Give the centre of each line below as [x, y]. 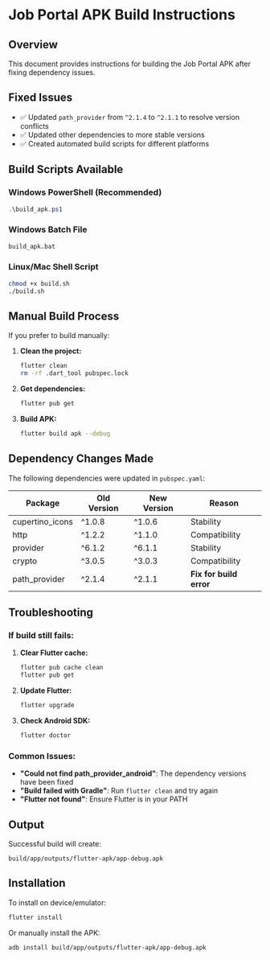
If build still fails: [41, 636]
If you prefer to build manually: [59, 336]
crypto [25, 561]
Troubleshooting [51, 613]
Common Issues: [42, 756]
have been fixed [47, 782]
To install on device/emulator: [57, 902]
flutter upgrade [47, 706]
